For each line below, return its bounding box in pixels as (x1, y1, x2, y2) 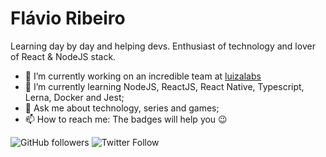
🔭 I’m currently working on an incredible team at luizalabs (24, 70, 262, 82)
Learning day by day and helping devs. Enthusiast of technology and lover (10, 40, 316, 52)
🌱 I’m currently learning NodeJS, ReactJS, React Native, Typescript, (24, 80, 305, 92)
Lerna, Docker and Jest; (24, 91, 125, 103)
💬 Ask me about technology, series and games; (24, 102, 220, 114)
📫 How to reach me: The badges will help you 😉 (24, 113, 228, 125)
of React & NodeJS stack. (10, 50, 117, 62)
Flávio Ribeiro (10, 7, 126, 30)
